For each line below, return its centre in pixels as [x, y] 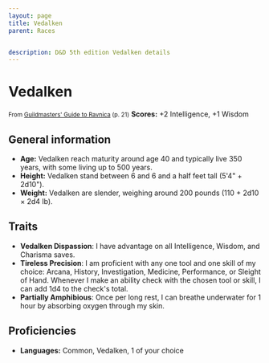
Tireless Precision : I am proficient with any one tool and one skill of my [138, 263]
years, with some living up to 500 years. [86, 167]
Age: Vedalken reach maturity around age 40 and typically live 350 [131, 159]
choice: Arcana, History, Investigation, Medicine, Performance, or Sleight [140, 271]
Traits [23, 227]
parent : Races [32, 31]
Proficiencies [42, 331]
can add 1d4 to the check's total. [74, 288]
